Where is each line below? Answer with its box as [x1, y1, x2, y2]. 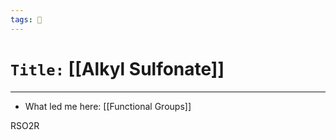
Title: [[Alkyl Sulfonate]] [10, 57, 225, 80]
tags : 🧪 [10, 14, 43, 25]
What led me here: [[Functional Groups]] [24, 100, 192, 112]
